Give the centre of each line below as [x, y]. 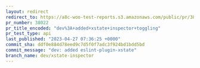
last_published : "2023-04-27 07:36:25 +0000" [63, 39]
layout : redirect [27, 12]
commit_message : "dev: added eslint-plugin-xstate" [71, 50]
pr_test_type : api [28, 34]
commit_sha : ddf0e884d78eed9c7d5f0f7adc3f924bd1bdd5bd [75, 45]
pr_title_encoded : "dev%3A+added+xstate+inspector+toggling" [83, 28]
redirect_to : [22, 17]
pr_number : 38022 [27, 22]
